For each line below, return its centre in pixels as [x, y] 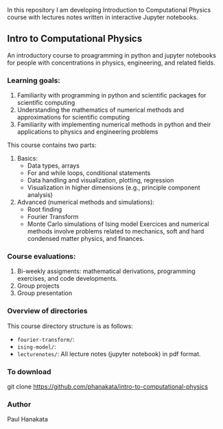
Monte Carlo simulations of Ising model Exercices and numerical [118, 224]
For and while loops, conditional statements [89, 173]
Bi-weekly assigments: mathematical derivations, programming [106, 271]
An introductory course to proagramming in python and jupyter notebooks [111, 55]
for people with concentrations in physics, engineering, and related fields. [111, 62]
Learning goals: [34, 80]
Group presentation [45, 293]
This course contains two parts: [52, 145]
